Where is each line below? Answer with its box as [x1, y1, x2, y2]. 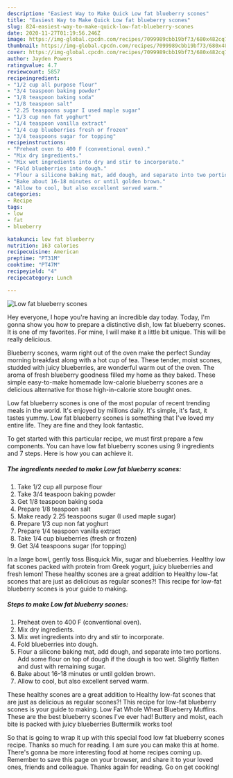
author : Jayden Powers [7, 56, 73, 62]
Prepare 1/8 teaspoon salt [17, 505, 91, 513]
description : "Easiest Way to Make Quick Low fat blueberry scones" [7, 10, 209, 17]
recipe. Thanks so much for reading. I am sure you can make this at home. [7, 741, 220, 749]
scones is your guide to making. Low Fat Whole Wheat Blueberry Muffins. [7, 705, 218, 713]
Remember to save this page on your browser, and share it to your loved [7, 755, 214, 763]
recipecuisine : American [7, 248, 79, 255]
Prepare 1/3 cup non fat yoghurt [17, 519, 109, 527]
